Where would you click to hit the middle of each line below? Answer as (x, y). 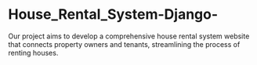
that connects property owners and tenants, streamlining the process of (124, 44)
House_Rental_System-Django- (113, 14)
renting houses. (33, 52)
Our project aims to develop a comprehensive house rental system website (129, 36)
